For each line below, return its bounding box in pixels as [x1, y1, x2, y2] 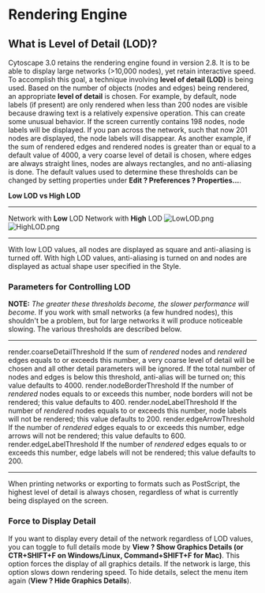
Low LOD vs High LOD [8, 191, 81, 200]
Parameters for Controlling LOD [8, 281, 132, 292]
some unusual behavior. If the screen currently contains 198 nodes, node [8, 117, 245, 126]
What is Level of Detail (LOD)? [8, 37, 158, 51]
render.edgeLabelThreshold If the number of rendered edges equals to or [8, 440, 247, 449]
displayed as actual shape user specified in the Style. [8, 262, 181, 270]
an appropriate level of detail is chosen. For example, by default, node [8, 92, 237, 100]
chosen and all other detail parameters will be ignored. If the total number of [8, 364, 256, 373]
